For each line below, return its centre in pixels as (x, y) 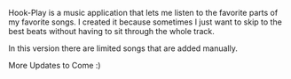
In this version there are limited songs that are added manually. (123, 48)
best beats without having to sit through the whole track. (111, 31)
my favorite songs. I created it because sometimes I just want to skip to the (145, 22)
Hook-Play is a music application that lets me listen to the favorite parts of (143, 13)
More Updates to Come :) (55, 65)
